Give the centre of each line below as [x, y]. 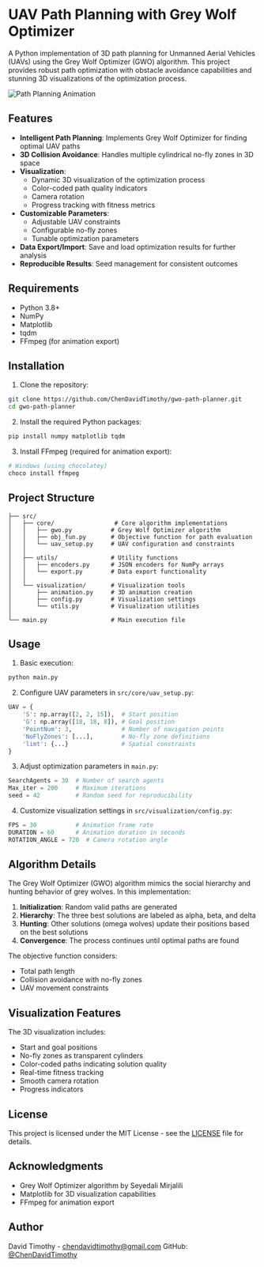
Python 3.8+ [40, 307]
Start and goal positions [58, 1047]
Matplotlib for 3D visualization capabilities [88, 1193]
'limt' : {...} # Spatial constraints [109, 744]
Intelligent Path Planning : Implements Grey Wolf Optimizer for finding [133, 138]
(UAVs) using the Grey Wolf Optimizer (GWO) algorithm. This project [119, 62]
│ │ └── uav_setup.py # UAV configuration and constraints [122, 544]
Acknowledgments [56, 1166]
